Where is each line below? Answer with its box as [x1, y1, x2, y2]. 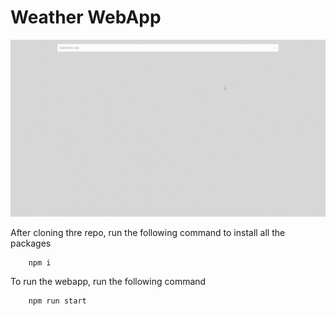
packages [10, 237, 52, 250]
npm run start [28, 296, 87, 306]
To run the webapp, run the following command [10, 276, 207, 288]
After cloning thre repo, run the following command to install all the [10, 227, 286, 239]
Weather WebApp [10, 6, 162, 29]
